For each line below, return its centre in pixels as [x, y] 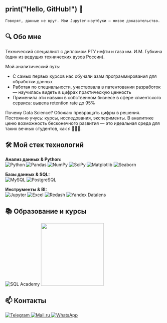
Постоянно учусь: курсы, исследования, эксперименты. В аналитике [79, 118]
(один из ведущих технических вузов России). [55, 57]
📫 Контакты [26, 301]
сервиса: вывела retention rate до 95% [54, 103]
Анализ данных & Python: [33, 159]
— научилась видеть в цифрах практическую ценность [72, 92]
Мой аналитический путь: [33, 66]
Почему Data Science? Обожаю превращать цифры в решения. [73, 112]
